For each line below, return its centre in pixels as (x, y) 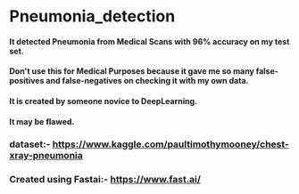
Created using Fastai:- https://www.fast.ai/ (105, 180)
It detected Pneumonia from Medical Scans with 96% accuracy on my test (149, 41)
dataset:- (30, 144)
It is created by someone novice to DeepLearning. (104, 101)
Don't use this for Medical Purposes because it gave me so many (132, 71)
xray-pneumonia (46, 156)
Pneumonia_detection (92, 16)
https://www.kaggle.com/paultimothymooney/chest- (171, 144)
